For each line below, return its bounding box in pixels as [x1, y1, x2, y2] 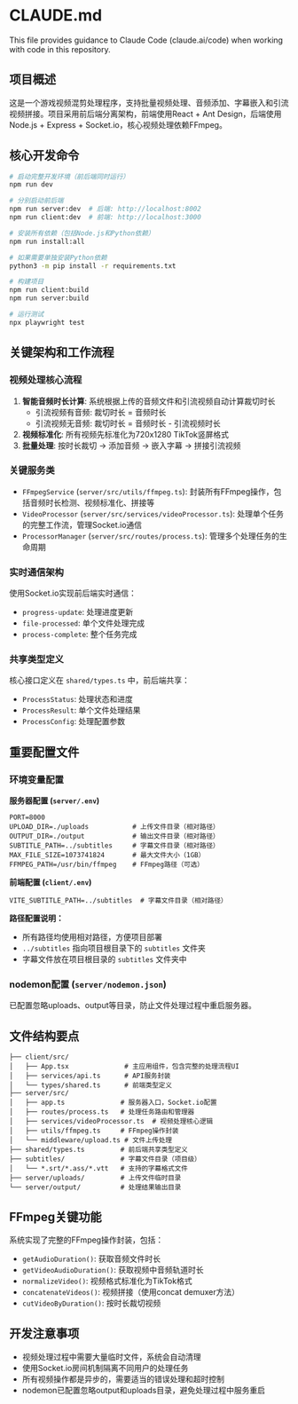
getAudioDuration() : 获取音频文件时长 [21, 1253, 161, 1264]
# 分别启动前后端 [9, 196, 64, 205]
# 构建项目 [9, 277, 44, 287]
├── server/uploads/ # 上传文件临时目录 [9, 1173, 182, 1183]
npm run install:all [9, 237, 86, 246]
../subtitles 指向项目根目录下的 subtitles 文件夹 [21, 943, 206, 954]
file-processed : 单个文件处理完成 [21, 618, 145, 628]
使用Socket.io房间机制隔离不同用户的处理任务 [21, 1362, 189, 1373]
